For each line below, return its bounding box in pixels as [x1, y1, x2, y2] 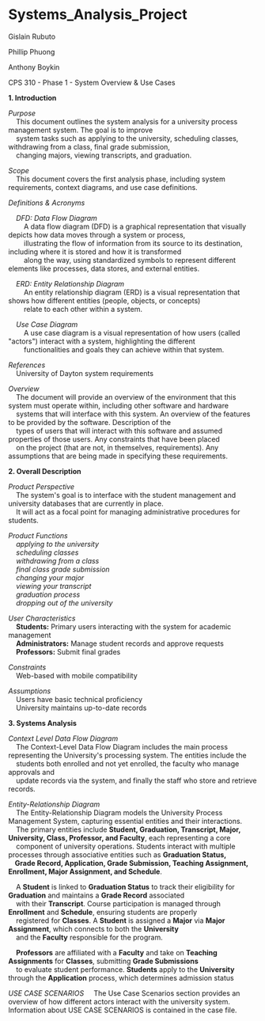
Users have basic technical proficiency [15, 694, 143, 704]
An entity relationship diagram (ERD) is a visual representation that [23, 287, 240, 297]
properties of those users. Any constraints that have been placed [8, 434, 220, 444]
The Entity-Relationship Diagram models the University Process [15, 807, 223, 817]
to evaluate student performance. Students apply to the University [15, 964, 235, 974]
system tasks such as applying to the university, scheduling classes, [15, 133, 239, 143]
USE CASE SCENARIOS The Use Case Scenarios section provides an [8, 988, 240, 998]
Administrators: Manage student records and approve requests [15, 639, 224, 648]
